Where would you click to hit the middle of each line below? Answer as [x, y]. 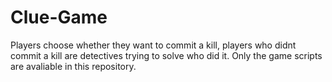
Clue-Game [59, 17]
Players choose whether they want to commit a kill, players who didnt [153, 45]
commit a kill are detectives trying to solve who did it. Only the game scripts [166, 55]
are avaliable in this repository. [73, 66]
